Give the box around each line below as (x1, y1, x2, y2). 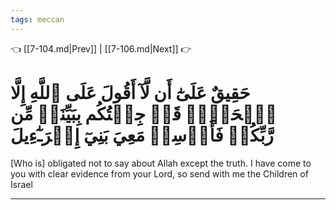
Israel (10, 178, 33, 190)
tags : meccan (10, 14, 65, 25)
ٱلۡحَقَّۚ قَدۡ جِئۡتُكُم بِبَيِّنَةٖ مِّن (10, 102, 278, 125)
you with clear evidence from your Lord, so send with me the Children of (10, 167, 309, 180)
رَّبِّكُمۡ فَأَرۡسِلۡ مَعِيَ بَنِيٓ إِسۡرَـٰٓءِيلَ (10, 124, 274, 146)
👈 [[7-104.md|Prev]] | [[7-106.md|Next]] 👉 (10, 42, 192, 55)
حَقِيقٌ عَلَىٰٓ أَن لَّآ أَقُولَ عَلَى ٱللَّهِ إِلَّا (10, 81, 251, 104)
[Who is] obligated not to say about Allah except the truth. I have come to (10, 157, 312, 169)
